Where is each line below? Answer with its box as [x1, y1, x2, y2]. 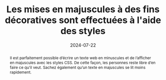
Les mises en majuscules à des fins [6, 4, 160, 15]
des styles [60, 25, 106, 37]
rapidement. [9, 69, 32, 75]
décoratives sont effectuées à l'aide [5, 14, 161, 26]
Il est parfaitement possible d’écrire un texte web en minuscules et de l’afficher [9, 55, 152, 61]
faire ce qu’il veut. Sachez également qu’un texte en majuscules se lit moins [9, 65, 146, 70]
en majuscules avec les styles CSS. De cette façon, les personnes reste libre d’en [9, 60, 156, 65]
